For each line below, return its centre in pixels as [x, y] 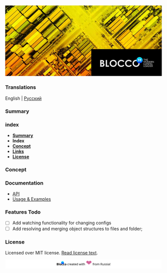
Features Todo [23, 212]
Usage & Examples [32, 199]
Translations [21, 87]
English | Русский [23, 98]
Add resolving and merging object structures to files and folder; [77, 229]
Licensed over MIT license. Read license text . [52, 253]
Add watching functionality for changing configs [62, 223]
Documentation [24, 183]
